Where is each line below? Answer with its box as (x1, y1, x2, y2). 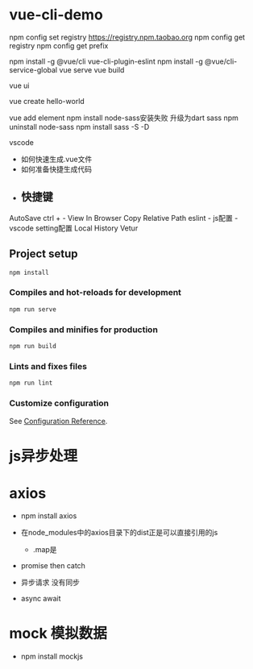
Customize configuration (9, 397, 110, 409)
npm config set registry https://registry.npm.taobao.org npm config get (9, 32, 245, 42)
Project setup (9, 247, 79, 261)
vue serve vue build (59, 64, 125, 74)
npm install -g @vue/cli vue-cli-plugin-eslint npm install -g (9, 56, 204, 66)
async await (20, 593, 61, 603)
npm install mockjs (20, 651, 84, 661)
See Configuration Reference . (9, 416, 108, 426)
